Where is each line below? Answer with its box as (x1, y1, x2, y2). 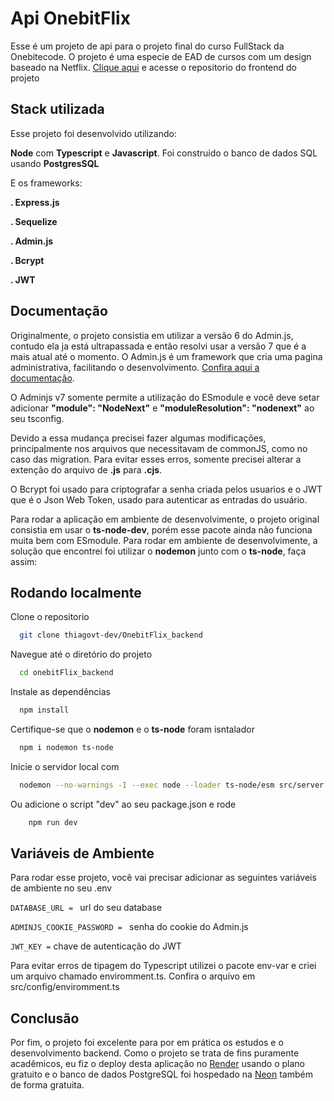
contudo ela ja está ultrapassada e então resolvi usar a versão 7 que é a (10, 340, 307, 352)
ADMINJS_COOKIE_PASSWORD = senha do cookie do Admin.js (10, 921, 249, 933)
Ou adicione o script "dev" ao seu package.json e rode (10, 798, 237, 810)
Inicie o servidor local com (10, 760, 120, 772)
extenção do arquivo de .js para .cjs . (10, 463, 163, 476)
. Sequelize (10, 215, 58, 227)
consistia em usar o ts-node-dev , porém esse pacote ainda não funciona (10, 523, 313, 536)
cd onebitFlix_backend (19, 668, 114, 678)
